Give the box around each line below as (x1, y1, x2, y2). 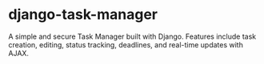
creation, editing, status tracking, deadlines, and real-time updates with (8, 40, 244, 49)
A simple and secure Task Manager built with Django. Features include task (8, 32, 257, 41)
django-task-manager (8, 6, 158, 24)
